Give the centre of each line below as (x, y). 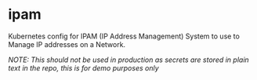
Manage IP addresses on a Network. (67, 44)
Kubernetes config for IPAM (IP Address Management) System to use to (124, 36)
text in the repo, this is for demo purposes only (83, 67)
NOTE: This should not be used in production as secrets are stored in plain (128, 60)
